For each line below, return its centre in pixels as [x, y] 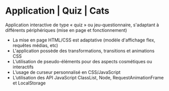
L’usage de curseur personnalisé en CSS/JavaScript [67, 72]
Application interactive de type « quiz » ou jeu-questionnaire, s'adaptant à [82, 25]
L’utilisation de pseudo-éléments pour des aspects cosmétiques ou [82, 61]
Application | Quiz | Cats [57, 11]
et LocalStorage [29, 83]
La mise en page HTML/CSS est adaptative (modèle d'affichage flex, [84, 40]
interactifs [23, 67]
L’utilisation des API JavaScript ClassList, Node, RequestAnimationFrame [88, 77]
